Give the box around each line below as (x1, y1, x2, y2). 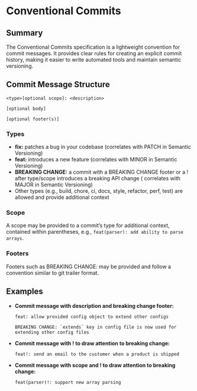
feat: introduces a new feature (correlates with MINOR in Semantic (14, 156, 177, 163)
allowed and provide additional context (14, 194, 109, 201)
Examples (6, 287, 43, 297)
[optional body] (6, 106, 46, 112)
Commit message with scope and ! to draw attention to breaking (14, 361, 176, 368)
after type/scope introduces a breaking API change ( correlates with (14, 175, 180, 182)
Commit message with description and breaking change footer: (14, 302, 175, 309)
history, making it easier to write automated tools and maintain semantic (6, 56, 182, 63)
